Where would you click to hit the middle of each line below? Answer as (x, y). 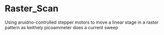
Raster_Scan (32, 9)
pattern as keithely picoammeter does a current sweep (62, 27)
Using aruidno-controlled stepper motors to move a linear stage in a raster (82, 22)
